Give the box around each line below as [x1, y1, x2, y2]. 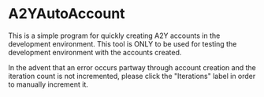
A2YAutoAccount [8, 5, 125, 23]
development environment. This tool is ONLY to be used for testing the [8, 39, 237, 48]
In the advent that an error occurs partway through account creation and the [8, 62, 256, 72]
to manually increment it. [8, 80, 89, 89]
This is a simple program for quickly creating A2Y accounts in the [8, 31, 221, 40]
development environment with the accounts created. [8, 47, 182, 57]
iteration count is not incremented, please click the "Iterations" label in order [8, 71, 256, 80]
